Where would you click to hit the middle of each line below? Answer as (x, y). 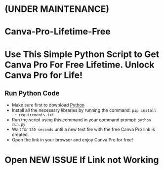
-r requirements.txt (33, 115)
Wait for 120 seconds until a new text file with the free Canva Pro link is (83, 130)
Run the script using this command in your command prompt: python (81, 120)
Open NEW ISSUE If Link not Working (82, 160)
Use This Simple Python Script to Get (82, 54)
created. (20, 135)
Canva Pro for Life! (43, 75)
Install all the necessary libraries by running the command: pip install (84, 110)
